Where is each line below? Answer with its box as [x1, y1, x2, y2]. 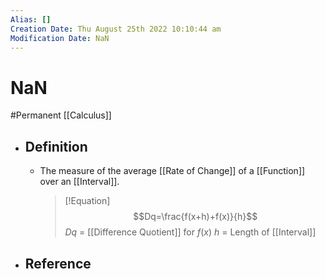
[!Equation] [64, 195, 111, 207]
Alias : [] [10, 14, 52, 25]
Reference [24, 255, 92, 272]
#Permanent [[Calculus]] [10, 109, 112, 121]
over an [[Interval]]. [39, 176, 120, 188]
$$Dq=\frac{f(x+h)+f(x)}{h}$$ [133, 211, 258, 223]
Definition [24, 138, 88, 155]
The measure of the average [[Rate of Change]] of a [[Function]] [39, 165, 306, 177]
